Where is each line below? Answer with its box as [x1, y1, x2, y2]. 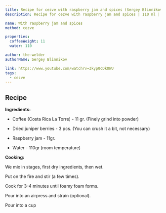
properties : [5, 34, 30, 40]
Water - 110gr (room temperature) [12, 145, 81, 151]
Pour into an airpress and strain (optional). [5, 193, 91, 199]
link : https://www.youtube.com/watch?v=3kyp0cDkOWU [5, 66, 114, 71]
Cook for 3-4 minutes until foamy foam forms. [5, 183, 99, 189]
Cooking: [5, 154, 25, 161]
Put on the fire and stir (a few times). [5, 173, 80, 179]
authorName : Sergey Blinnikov [5, 57, 68, 62]
